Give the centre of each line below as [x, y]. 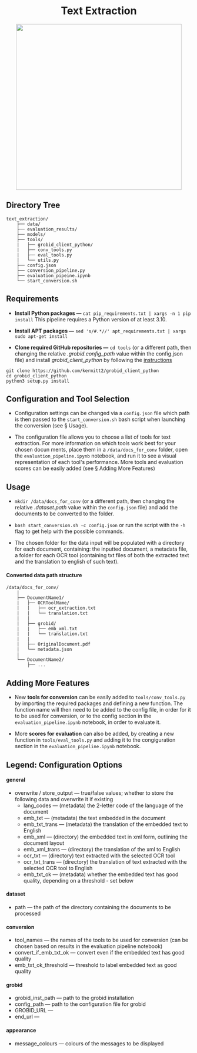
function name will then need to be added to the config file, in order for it [103, 710]
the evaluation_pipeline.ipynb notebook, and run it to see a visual [95, 456]
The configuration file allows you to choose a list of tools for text [93, 437]
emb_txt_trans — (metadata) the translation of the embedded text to [106, 824]
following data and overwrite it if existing [64, 799]
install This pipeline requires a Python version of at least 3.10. [91, 319]
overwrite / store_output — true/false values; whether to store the [94, 793]
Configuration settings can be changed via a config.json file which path [102, 413]
